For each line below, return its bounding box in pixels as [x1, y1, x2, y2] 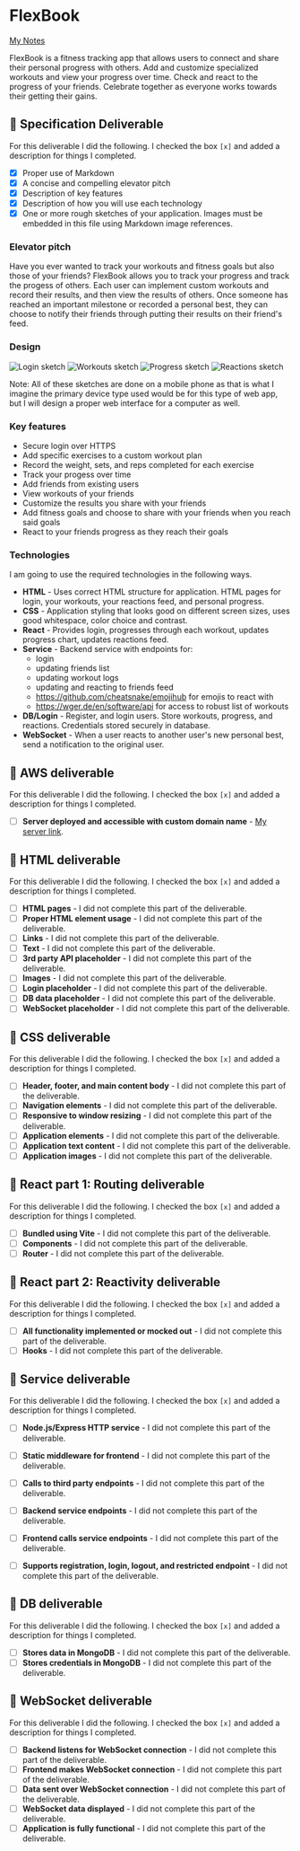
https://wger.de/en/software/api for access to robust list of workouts [35, 701, 289, 712]
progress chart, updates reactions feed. [21, 634, 169, 645]
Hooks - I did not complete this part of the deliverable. [21, 1344, 224, 1356]
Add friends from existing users [21, 478, 140, 489]
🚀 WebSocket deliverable [9, 1694, 152, 1709]
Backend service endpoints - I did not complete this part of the [21, 1505, 258, 1516]
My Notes [9, 35, 46, 46]
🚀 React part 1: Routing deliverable [9, 1177, 205, 1193]
